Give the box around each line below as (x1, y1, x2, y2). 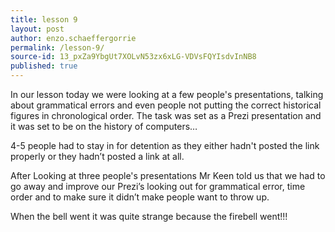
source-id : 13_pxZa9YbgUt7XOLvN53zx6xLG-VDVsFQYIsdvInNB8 (10, 52, 257, 62)
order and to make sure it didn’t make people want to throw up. (10, 191, 270, 203)
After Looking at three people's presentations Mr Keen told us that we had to (10, 170, 326, 181)
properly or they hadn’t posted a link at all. (10, 151, 185, 162)
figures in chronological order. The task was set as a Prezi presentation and (10, 110, 322, 121)
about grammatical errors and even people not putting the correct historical (10, 99, 322, 111)
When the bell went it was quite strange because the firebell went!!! (10, 211, 288, 222)
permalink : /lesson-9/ (10, 42, 105, 53)
